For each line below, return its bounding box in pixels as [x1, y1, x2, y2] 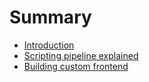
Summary [9, 6, 92, 29]
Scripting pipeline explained [23, 49, 139, 61]
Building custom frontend [23, 60, 129, 72]
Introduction [23, 39, 75, 51]
